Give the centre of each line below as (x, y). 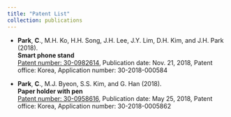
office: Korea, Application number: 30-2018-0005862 (94, 106)
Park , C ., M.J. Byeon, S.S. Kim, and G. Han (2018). (89, 83)
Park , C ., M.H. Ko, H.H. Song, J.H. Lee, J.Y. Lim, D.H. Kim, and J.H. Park (120, 40)
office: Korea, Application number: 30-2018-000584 (92, 70)
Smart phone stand (46, 55)
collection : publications (45, 20)
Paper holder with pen (50, 91)
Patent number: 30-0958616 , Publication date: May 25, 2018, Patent (115, 98)
